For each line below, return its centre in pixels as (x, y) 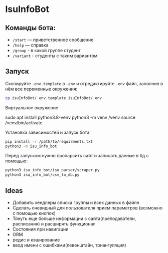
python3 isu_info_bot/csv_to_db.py (42, 175)
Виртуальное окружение (32, 107)
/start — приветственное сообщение (53, 40)
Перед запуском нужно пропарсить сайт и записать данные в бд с (77, 156)
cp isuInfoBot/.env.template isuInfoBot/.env (53, 98)
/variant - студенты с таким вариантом (55, 56)
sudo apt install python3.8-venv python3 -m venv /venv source (70, 117)
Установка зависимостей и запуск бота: (48, 132)
